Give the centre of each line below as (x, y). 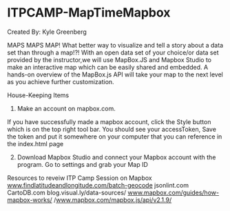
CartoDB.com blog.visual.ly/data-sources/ (67, 192)
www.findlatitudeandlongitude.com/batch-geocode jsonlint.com (98, 185)
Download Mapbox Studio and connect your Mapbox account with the (116, 157)
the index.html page (35, 143)
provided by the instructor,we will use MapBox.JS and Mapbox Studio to (109, 59)
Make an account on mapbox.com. (66, 108)
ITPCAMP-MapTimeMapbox (89, 13)
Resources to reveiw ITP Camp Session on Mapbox (80, 178)
